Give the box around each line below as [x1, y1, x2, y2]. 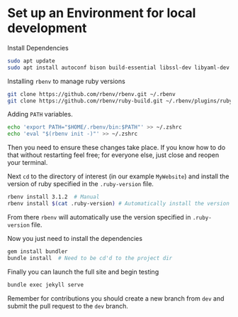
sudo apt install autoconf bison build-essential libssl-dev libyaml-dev [7, 64, 230, 71]
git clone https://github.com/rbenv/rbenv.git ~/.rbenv [7, 90, 176, 97]
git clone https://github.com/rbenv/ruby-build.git [7, 97, 163, 104]
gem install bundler [7, 247, 69, 255]
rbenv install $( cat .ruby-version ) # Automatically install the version [7, 200, 230, 208]
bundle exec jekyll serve [7, 281, 84, 289]
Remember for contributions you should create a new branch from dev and [7, 294, 225, 303]
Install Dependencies [7, 43, 69, 52]
